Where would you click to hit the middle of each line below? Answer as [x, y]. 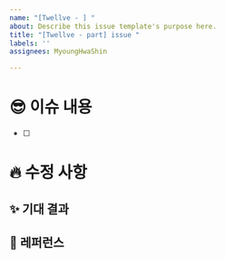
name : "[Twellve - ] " [52, 18]
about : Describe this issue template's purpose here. [113, 26]
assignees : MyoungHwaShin [58, 52]
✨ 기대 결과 [39, 209]
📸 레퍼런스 [37, 243]
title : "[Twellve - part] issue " [75, 35]
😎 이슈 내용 [51, 108]
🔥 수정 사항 [49, 173]
